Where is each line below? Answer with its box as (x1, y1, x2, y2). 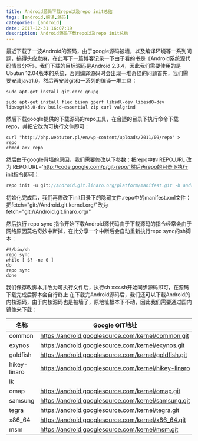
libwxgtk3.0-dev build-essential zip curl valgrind (6, 104, 136, 110)
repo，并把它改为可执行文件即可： (6, 123, 90, 130)
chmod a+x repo (6, 145, 44, 151)
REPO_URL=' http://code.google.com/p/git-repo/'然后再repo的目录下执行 (12, 164, 189, 171)
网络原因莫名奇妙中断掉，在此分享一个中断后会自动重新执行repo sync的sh (6, 228, 186, 234)
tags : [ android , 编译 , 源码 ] (6, 14, 69, 20)
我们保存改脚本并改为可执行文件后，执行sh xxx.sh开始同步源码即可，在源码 (6, 284, 190, 290)
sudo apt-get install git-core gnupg (6, 89, 99, 95)
